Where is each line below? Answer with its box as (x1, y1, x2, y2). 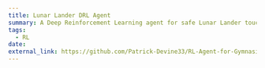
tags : (8, 26, 26, 34)
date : (8, 41, 26, 48)
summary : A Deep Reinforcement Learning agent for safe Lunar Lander (8, 19, 242, 27)
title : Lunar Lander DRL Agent (8, 11, 111, 20)
